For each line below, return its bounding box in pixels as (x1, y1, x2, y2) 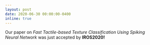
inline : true (5, 16, 32, 21)
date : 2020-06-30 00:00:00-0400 (5, 12, 71, 16)
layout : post (5, 7, 32, 12)
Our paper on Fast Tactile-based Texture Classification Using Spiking (5, 30, 145, 35)
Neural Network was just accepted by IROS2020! (5, 34, 105, 40)
